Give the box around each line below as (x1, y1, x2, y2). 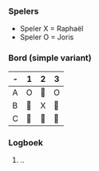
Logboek (8, 136, 44, 148)
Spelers (8, 6, 39, 17)
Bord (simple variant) (8, 52, 92, 63)
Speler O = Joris (19, 32, 74, 42)
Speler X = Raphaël (19, 24, 84, 34)
